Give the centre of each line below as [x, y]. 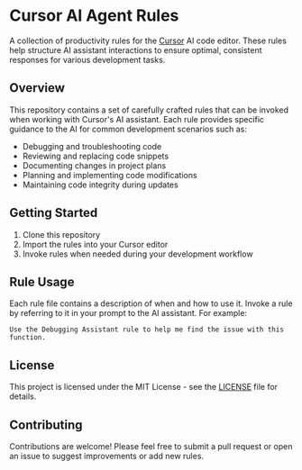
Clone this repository [61, 234]
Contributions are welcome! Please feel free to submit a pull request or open [151, 446]
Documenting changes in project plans [94, 165]
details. [23, 396]
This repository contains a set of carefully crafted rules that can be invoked [149, 110]
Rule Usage [42, 281]
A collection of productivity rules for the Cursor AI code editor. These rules [148, 41]
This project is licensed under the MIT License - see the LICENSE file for [143, 387]
